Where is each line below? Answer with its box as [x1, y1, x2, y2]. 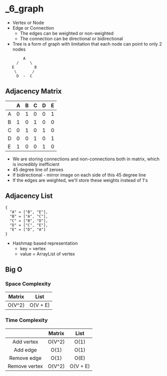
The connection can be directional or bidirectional [20, 36, 123, 42]
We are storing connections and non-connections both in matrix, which [12, 156, 159, 162]
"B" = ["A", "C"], [10, 214, 49, 219]
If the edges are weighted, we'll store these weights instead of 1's [12, 177, 148, 183]
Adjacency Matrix [5, 87, 62, 96]
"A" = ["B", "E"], [10, 209, 49, 215]
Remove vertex [8, 362, 44, 369]
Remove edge [9, 354, 42, 361]
